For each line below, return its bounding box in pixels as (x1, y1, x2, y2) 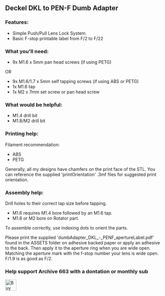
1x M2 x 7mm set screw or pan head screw (12, 89, 100, 95)
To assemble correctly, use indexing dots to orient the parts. (5, 224, 128, 230)
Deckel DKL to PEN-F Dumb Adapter (5, 4, 118, 12)
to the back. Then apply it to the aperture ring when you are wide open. (5, 245, 151, 251)
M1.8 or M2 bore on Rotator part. (12, 215, 79, 221)
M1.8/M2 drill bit (12, 118, 46, 124)
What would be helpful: (5, 101, 63, 108)
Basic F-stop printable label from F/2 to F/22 (12, 35, 104, 41)
